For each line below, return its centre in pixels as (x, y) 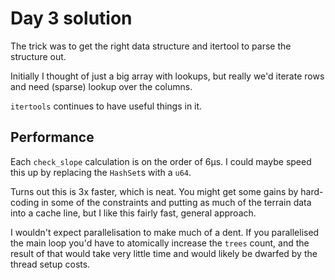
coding (25, 202)
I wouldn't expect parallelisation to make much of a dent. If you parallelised (165, 232)
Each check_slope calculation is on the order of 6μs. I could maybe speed (161, 161)
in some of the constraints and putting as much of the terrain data (176, 202)
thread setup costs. (50, 264)
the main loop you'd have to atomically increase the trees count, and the (160, 243)
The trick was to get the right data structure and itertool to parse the (151, 46)
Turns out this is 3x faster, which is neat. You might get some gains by (154, 191)
